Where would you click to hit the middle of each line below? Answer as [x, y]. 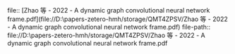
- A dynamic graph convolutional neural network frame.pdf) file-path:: [109, 27]
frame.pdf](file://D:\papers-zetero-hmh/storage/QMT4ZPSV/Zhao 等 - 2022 [117, 19]
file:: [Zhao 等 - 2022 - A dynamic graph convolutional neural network [109, 10]
